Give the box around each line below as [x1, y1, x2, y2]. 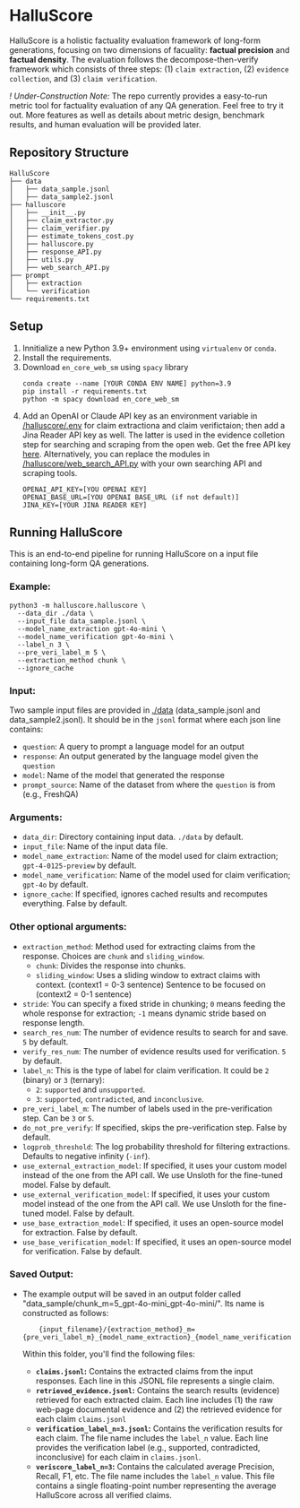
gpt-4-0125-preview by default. [21, 860, 137, 871]
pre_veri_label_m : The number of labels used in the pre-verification [21, 1103, 273, 1114]
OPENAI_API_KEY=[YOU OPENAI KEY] [21, 485, 148, 494]
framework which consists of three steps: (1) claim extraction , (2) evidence [9, 64, 289, 74]
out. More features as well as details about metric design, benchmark [9, 109, 265, 120]
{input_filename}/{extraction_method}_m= [39, 1324, 195, 1334]
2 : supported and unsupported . [35, 1084, 146, 1095]
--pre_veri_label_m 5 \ [17, 647, 106, 657]
